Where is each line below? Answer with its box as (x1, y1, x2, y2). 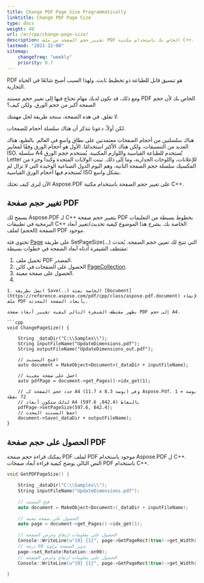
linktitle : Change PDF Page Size (7, 15, 91, 21)
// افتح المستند (18, 357, 59, 363)
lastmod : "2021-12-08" (7, 43, 64, 49)
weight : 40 (7, 25, 35, 32)
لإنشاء (183, 293, 197, 299)
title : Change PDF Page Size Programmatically (7, 8, 127, 15)
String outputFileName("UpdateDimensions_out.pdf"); (18, 346, 154, 352)
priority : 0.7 (18, 59, 53, 66)
